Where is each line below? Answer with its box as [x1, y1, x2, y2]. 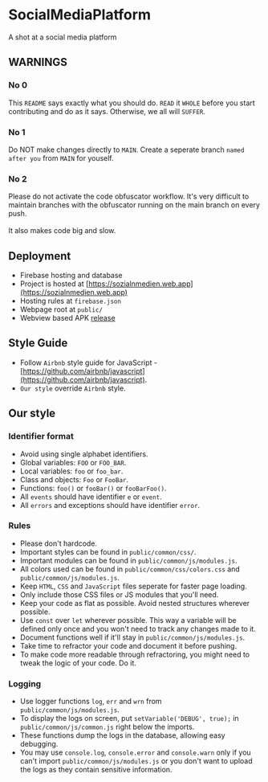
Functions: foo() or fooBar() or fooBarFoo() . [19, 483, 167, 493]
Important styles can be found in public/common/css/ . [19, 547, 197, 556]
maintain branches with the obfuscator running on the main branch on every [8, 200, 261, 210]
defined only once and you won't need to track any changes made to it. [19, 624, 257, 633]
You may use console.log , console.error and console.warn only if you [19, 747, 251, 757]
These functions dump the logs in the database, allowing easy [19, 731, 226, 740]
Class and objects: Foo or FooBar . [19, 474, 128, 484]
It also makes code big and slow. [8, 226, 116, 235]
